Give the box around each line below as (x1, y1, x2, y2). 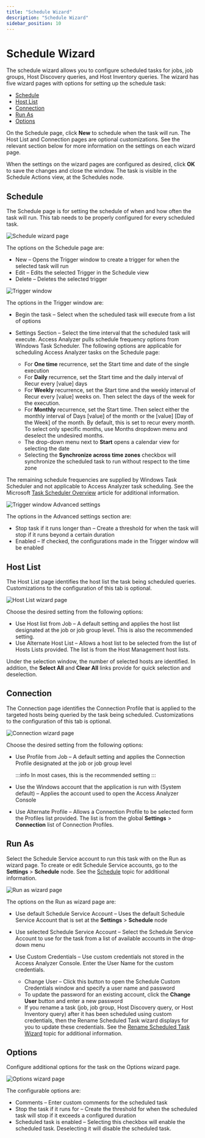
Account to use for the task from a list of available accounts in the (15, 935, 181, 942)
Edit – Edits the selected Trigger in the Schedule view (15, 269, 149, 277)
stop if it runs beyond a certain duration (15, 531, 115, 538)
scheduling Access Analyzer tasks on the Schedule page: (15, 349, 160, 356)
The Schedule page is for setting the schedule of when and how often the (6, 208, 192, 215)
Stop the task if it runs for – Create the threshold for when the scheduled (15, 1106, 198, 1113)
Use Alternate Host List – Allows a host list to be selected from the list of (15, 639, 197, 647)
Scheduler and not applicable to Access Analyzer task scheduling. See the (6, 483, 194, 490)
